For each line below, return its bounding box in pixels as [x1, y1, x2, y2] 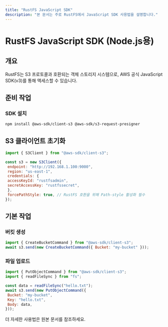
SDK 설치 [5, 110, 27, 117]
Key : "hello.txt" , [7, 297, 46, 302]
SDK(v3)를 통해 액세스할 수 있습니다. [5, 77, 78, 84]
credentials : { [7, 174, 39, 179]
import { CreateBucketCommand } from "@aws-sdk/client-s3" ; [5, 240, 134, 246]
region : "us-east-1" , [7, 169, 53, 174]
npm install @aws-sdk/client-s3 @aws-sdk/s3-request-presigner [5, 122, 140, 127]
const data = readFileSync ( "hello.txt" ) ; [5, 283, 93, 288]
